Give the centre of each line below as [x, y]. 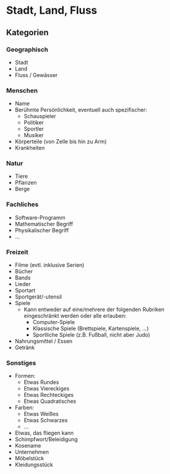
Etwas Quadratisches [50, 401]
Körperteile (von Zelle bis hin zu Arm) [61, 141]
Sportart [25, 291]
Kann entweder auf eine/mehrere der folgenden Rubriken [94, 310]
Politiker [34, 122]
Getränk [25, 347]
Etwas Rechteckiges [49, 395]
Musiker [34, 136]
